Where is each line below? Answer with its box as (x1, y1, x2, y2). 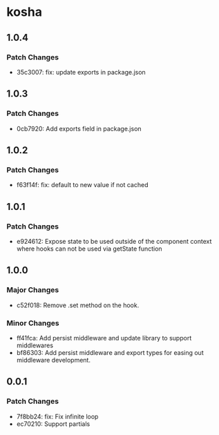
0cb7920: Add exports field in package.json (16, 124, 142, 133)
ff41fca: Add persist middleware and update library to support (16, 333, 192, 342)
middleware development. (16, 356, 91, 364)
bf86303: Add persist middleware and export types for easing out (16, 348, 204, 356)
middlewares (16, 341, 53, 349)
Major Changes (6, 285, 59, 295)
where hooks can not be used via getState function (16, 244, 163, 253)
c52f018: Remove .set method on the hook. (16, 301, 140, 309)
